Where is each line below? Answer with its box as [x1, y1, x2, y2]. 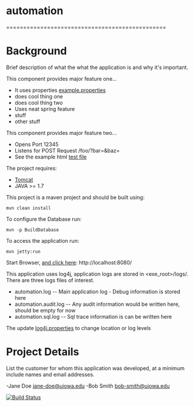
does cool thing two [14, 99, 63, 106]
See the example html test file [14, 153, 87, 160]
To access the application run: [6, 237, 79, 244]
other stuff [14, 118, 41, 125]
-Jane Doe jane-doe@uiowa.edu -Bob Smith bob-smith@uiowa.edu [6, 382, 170, 390]
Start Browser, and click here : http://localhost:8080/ [6, 259, 132, 266]
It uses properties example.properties [14, 87, 106, 94]
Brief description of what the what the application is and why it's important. [6, 64, 189, 71]
